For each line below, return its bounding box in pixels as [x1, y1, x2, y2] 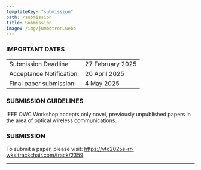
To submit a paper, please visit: [6, 146, 83, 153]
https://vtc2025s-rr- [84, 146, 135, 153]
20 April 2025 [84, 69, 124, 78]
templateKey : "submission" [6, 8, 74, 15]
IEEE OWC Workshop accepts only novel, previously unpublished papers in [6, 110, 191, 118]
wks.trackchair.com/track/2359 [6, 152, 84, 159]
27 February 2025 [84, 60, 137, 68]
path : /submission [6, 14, 52, 20]
